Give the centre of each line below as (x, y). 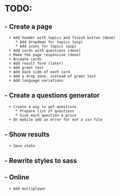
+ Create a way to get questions (43, 107)
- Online (17, 177)
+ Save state (22, 146)
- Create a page (28, 27)
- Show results (27, 135)
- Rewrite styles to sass (41, 161)
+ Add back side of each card (39, 72)
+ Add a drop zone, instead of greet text (52, 76)
